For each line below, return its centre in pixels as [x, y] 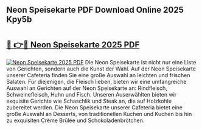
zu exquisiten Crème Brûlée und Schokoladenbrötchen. [75, 120]
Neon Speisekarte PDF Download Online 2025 [95, 10]
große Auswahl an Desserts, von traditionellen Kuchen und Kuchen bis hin [99, 114]
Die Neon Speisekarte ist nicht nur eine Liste [141, 62]
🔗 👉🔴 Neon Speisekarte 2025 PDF [73, 45]
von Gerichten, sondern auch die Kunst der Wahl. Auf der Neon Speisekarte [101, 69]
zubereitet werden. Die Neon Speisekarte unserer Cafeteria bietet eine [94, 108]
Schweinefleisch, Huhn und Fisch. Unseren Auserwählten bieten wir [92, 94]
